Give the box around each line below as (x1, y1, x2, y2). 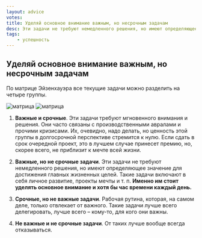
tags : (6, 31, 20, 37)
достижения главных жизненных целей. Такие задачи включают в (14, 171, 186, 178)
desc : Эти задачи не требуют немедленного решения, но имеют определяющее (6, 25, 198, 32)
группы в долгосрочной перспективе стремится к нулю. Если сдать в (14, 133, 195, 140)
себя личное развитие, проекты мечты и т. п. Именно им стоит (14, 177, 179, 184)
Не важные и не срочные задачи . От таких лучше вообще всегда (14, 219, 185, 227)
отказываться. (14, 226, 52, 233)
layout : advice (6, 8, 44, 15)
